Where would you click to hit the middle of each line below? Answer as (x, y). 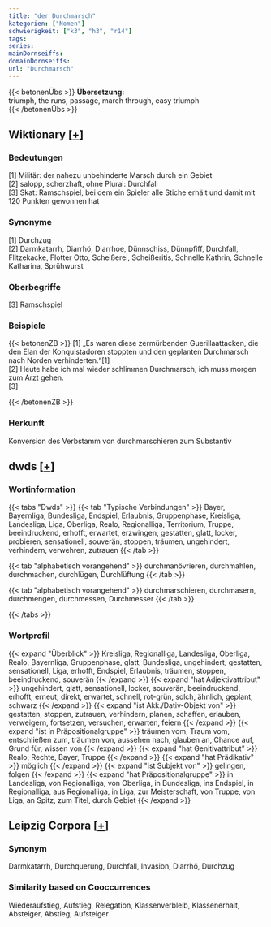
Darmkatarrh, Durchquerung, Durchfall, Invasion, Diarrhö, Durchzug (122, 866)
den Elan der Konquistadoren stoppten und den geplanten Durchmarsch (129, 352)
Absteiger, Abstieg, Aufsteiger (59, 913)
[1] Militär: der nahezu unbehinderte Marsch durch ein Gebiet (110, 175)
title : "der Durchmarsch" (52, 16)
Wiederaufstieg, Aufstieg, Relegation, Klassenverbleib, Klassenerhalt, (124, 905)
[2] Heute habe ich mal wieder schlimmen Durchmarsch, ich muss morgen (133, 369)
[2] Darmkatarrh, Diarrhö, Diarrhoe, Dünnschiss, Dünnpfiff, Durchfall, (123, 248)
